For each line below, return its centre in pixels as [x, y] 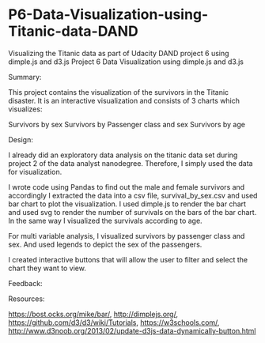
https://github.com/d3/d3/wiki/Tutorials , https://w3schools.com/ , [114, 322]
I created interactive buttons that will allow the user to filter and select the [128, 259]
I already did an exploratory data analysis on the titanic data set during [123, 155]
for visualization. [35, 171]
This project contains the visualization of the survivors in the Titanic [119, 92]
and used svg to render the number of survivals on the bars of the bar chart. [132, 212]
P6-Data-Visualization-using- [108, 15]
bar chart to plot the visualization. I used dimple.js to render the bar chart [127, 204]
